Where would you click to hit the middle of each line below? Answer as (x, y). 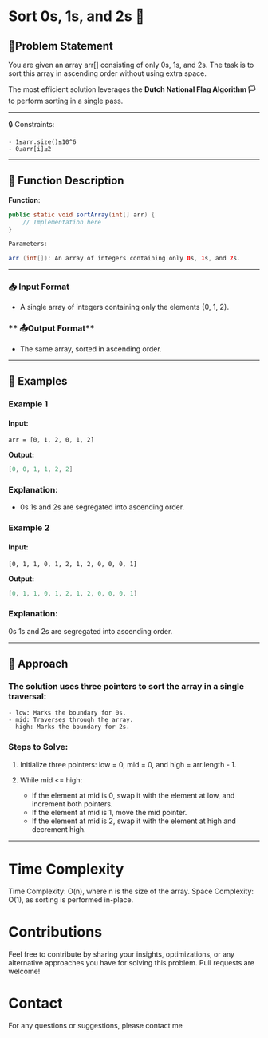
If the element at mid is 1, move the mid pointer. (109, 812)
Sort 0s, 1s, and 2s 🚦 (77, 16)
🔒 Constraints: (32, 124)
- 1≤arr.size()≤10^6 (43, 142)
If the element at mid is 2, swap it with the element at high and (134, 821)
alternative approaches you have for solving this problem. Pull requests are (132, 962)
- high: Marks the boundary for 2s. (69, 727)
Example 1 (28, 404)
